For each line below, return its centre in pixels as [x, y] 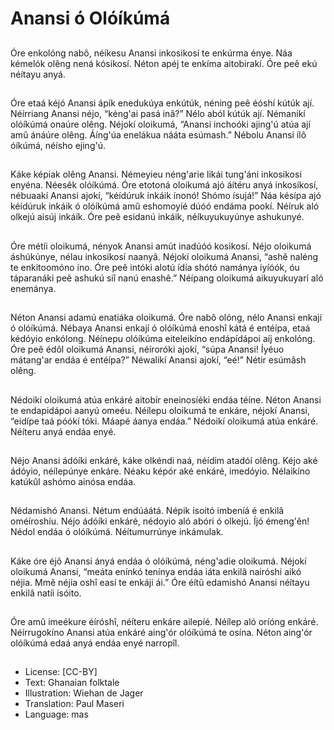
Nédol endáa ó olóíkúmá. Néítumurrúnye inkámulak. [117, 532]
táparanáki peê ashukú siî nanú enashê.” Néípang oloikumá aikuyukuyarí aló [167, 278]
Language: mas [56, 714]
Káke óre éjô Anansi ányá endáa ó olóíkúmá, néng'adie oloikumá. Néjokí [158, 561]
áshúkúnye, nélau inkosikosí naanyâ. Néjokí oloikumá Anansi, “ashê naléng [164, 256]
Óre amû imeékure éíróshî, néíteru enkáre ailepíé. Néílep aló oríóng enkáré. [164, 622]
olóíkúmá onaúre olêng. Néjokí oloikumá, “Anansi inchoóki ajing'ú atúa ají [160, 124]
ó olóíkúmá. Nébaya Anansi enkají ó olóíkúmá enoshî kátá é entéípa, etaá [160, 328]
